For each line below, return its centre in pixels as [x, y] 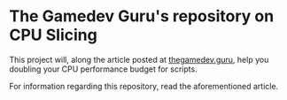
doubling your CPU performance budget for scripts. [103, 69]
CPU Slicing [53, 35]
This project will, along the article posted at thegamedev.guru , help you [139, 59]
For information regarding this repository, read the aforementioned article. [144, 86]
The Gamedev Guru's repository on [142, 16]
